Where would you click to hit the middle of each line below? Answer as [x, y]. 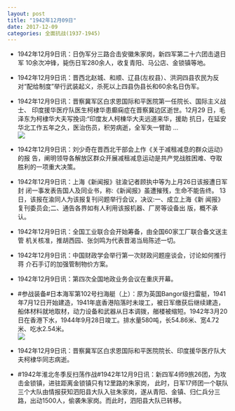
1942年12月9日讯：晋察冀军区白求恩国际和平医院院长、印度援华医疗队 [119, 351]
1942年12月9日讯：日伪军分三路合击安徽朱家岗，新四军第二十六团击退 [119, 54]
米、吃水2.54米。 [42, 329]
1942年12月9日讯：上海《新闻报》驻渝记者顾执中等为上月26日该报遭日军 [122, 182]
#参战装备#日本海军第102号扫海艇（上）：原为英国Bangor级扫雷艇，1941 [121, 294]
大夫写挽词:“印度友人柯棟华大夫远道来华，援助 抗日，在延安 [140, 119]
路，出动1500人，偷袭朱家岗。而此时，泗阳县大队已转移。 [101, 400]
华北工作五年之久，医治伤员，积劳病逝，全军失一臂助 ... [98, 127]
